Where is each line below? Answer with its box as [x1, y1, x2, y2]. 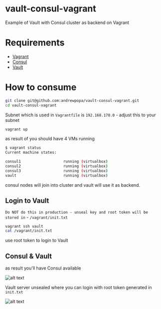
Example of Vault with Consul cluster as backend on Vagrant [5, 19, 130, 25]
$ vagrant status [5, 145, 41, 150]
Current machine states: [5, 150, 57, 155]
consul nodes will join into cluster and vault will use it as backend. [5, 182, 141, 188]
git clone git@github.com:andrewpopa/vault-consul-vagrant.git [5, 98, 140, 103]
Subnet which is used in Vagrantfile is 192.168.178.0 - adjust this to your [5, 112, 156, 118]
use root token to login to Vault [5, 238, 68, 244]
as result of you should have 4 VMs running [5, 136, 95, 142]
